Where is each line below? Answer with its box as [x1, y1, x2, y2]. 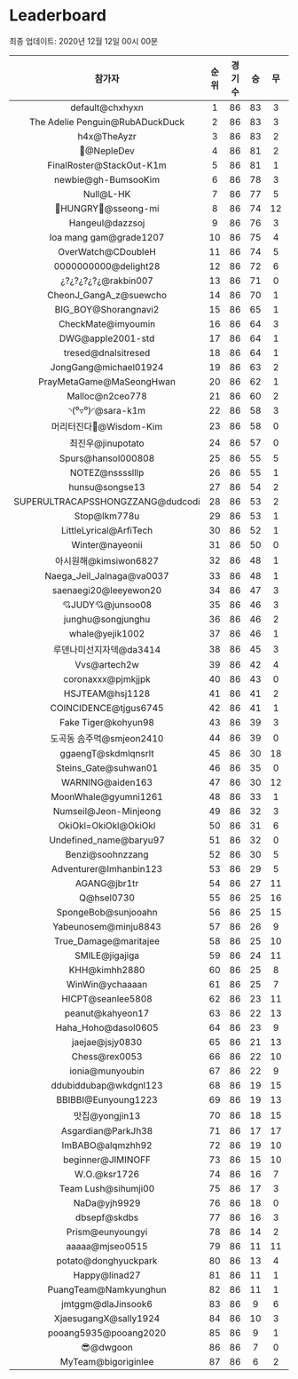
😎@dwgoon [81, 1341, 133, 1353]
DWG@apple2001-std [59, 332, 155, 345]
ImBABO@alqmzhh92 [61, 1138, 153, 1151]
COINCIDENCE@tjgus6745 [50, 701, 164, 714]
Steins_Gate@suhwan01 [56, 761, 158, 773]
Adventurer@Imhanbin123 [51, 862, 163, 875]
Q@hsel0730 [78, 892, 136, 904]
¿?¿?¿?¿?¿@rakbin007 [60, 274, 153, 287]
